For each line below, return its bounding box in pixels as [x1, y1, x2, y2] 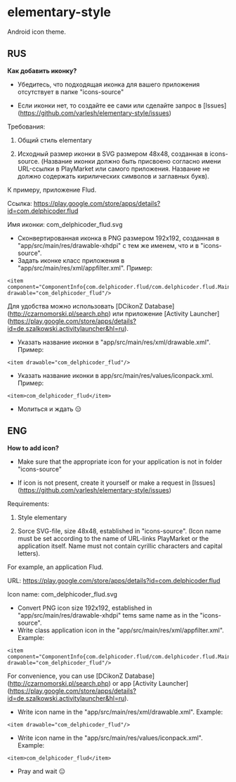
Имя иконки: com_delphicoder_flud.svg [7, 220, 123, 228]
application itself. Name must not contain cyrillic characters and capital [17, 542, 223, 550]
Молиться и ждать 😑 [17, 405, 82, 413]
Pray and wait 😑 [17, 767, 65, 775]
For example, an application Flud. [7, 563, 103, 571]
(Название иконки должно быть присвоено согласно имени [41, 157, 221, 165]
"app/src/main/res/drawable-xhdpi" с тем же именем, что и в [17, 241, 199, 249]
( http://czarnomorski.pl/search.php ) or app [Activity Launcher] [7, 679, 188, 687]
